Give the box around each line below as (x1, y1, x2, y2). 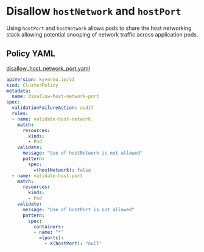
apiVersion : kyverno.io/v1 (6, 76, 75, 83)
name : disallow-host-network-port (12, 93, 99, 100)
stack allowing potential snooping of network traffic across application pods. (6, 30, 199, 38)
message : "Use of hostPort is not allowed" (22, 206, 135, 212)
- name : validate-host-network (12, 116, 91, 122)
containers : (33, 223, 64, 229)
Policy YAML (6, 49, 56, 59)
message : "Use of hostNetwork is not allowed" (22, 150, 143, 156)
